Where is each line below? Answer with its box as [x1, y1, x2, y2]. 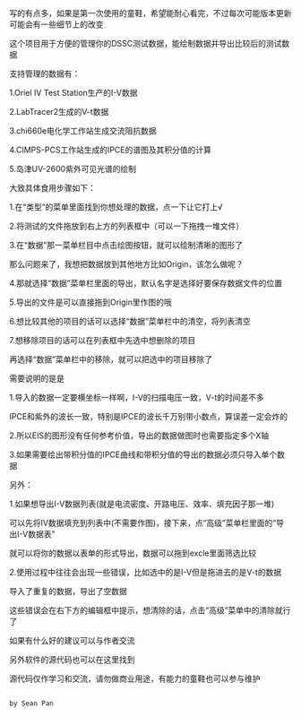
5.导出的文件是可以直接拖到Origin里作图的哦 [9, 297, 172, 307]
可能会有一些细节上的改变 [9, 19, 104, 30]
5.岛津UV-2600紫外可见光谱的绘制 [9, 164, 137, 174]
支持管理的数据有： [9, 68, 81, 79]
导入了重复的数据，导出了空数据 [9, 586, 127, 596]
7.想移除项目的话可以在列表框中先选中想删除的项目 [9, 335, 196, 345]
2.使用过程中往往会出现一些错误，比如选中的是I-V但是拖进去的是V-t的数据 [9, 567, 282, 577]
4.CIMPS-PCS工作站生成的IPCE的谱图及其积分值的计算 [9, 144, 212, 155]
